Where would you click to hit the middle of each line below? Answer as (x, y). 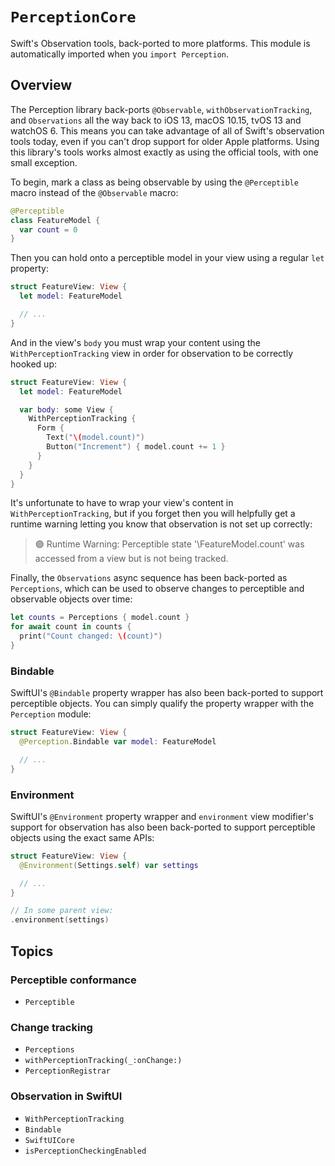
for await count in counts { (71, 627)
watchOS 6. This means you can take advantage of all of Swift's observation (167, 130)
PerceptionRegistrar (67, 1071)
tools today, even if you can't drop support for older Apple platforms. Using (165, 141)
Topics (32, 951)
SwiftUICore (49, 1140)
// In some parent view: (62, 911)
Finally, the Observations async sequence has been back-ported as (149, 578)
